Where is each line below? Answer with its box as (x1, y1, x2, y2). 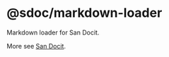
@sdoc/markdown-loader (6, 5, 163, 21)
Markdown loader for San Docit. (6, 28, 100, 37)
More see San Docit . (6, 42, 66, 50)
